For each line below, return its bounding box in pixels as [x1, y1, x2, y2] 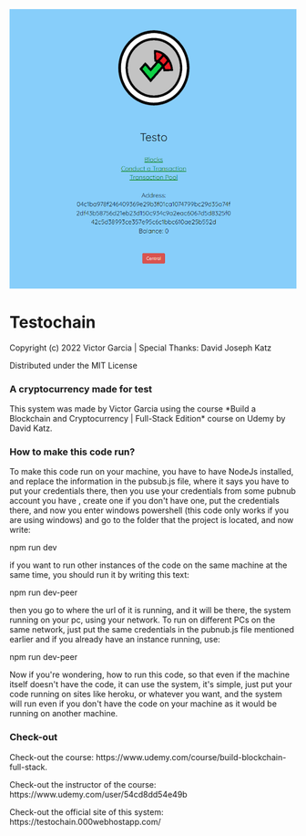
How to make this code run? [9, 445, 136, 458]
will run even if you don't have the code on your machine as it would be [9, 698, 278, 709]
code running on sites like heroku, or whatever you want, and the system [9, 689, 282, 700]
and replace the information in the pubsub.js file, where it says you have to [9, 475, 290, 487]
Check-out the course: [9, 751, 94, 762]
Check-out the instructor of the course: [9, 779, 157, 789]
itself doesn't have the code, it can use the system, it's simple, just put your [9, 679, 293, 690]
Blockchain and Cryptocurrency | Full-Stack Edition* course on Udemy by [9, 413, 286, 424]
